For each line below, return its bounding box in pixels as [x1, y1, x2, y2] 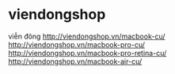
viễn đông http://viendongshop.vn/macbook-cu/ [8, 31, 165, 41]
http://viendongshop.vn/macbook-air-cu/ [8, 57, 143, 66]
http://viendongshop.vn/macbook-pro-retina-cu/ [8, 48, 167, 57]
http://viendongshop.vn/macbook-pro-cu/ [8, 39, 145, 49]
